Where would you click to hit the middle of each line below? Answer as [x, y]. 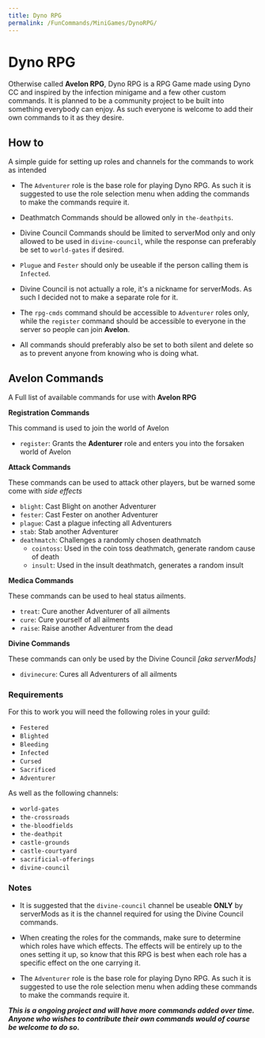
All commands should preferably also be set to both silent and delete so [136, 345]
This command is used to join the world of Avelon [89, 428]
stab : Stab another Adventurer [69, 532]
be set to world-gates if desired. [72, 250]
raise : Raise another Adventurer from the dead [96, 628]
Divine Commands [39, 643]
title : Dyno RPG [35, 15]
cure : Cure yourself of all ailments [74, 620]
